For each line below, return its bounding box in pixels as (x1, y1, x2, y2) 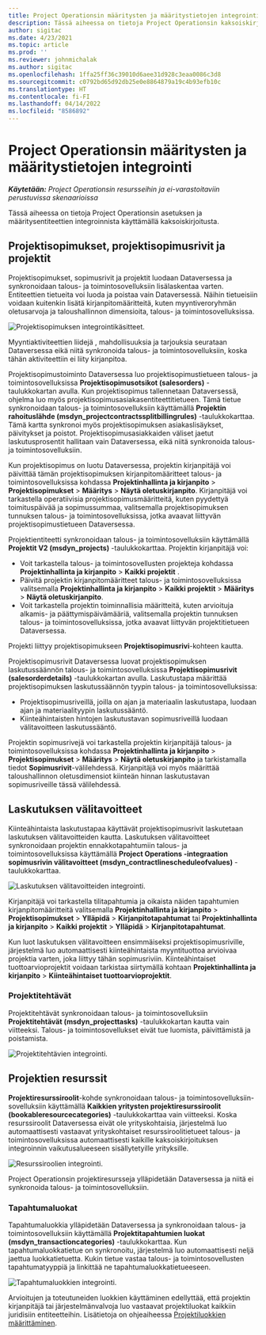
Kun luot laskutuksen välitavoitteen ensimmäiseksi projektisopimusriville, (8, 937, 245, 946)
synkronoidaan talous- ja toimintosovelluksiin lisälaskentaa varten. (8, 281, 224, 291)
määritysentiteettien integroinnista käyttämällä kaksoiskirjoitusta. (8, 216, 219, 226)
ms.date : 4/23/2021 (8, 33, 73, 42)
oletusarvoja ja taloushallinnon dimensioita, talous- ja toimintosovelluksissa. (8, 306, 255, 316)
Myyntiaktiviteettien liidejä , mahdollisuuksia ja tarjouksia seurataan (8, 337, 228, 347)
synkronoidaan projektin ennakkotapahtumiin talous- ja (8, 840, 188, 850)
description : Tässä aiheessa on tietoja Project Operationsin (8, 19, 218, 27)
